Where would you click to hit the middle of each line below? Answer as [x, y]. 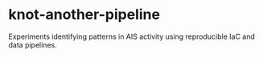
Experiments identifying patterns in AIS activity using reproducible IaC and [132, 36]
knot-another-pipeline [84, 15]
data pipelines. [33, 44]
